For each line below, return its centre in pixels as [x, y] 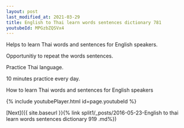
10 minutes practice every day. [43, 79]
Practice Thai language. [35, 68]
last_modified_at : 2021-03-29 [43, 17]
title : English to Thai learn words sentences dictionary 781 [84, 22]
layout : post [22, 11]
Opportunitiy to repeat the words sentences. [60, 56]
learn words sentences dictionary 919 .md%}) [61, 119]
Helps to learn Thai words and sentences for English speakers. [82, 45]
